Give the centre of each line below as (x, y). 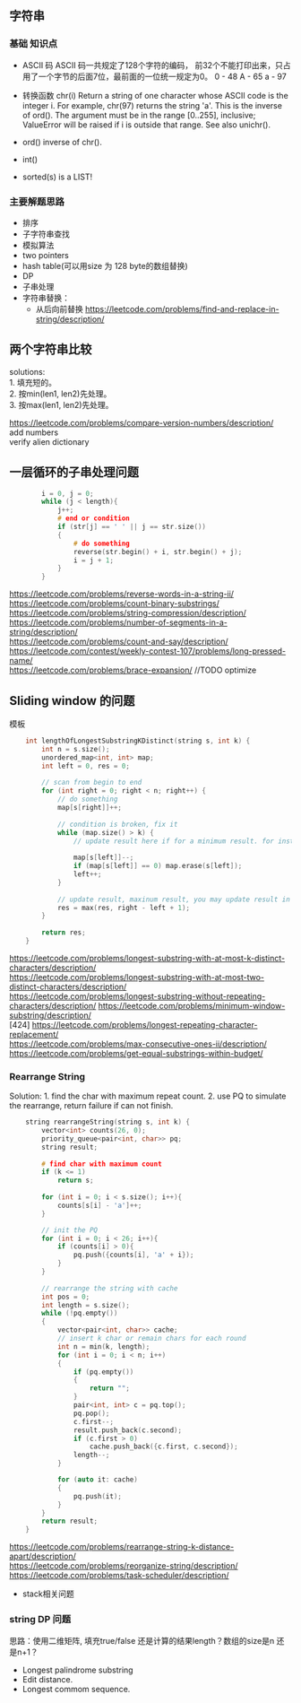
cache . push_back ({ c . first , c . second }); (164, 1447)
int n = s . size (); (76, 749)
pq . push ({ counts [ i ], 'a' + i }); (133, 1255)
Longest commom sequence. (76, 1689)
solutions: (27, 371)
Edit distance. (47, 1679)
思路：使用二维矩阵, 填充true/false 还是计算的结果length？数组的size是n (142, 1640)
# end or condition (93, 518)
